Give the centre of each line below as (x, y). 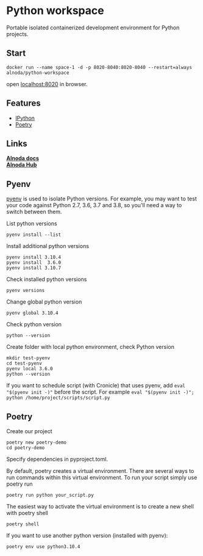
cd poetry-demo (26, 448)
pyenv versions (26, 291)
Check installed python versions (47, 279)
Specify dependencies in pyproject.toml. (57, 459)
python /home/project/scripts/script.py (59, 398)
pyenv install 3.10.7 (34, 268)
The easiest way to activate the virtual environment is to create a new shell (100, 507)
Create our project (29, 431)
